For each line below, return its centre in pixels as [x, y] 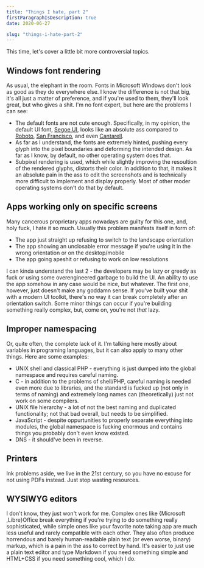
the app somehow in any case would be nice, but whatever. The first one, [98, 284]
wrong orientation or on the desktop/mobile [70, 253]
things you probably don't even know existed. [72, 433]
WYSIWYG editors [42, 499]
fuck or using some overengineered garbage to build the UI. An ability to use [102, 277]
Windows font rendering [54, 71]
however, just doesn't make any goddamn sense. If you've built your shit [97, 290]
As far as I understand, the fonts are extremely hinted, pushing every [101, 142]
